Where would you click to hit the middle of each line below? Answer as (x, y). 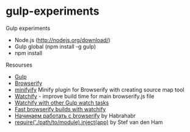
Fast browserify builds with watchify (60, 109)
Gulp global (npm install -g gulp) (55, 46)
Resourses (19, 65)
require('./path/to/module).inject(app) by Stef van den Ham (89, 122)
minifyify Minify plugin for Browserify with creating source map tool (99, 89)
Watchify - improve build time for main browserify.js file (84, 96)
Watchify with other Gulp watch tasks (62, 103)
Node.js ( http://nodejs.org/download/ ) (62, 40)
